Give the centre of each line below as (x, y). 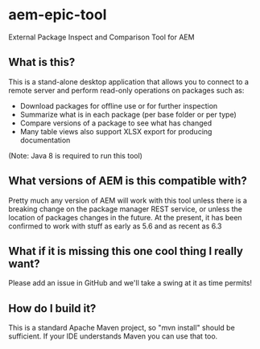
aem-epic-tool (58, 15)
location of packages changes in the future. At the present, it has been (126, 217)
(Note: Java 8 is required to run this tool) (76, 155)
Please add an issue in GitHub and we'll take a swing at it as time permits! (130, 283)
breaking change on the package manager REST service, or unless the (126, 209)
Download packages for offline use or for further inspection (119, 105)
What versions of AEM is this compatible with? (128, 181)
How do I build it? (52, 308)
